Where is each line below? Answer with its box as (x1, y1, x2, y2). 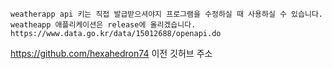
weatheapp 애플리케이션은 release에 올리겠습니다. (10, 20, 197, 30)
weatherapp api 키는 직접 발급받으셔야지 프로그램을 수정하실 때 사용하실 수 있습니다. (10, 9, 323, 19)
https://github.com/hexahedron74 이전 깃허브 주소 (10, 48, 213, 59)
